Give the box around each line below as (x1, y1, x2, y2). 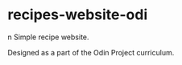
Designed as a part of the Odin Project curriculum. (7, 47, 175, 57)
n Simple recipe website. (7, 32, 89, 42)
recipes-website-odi (7, 6, 148, 24)
